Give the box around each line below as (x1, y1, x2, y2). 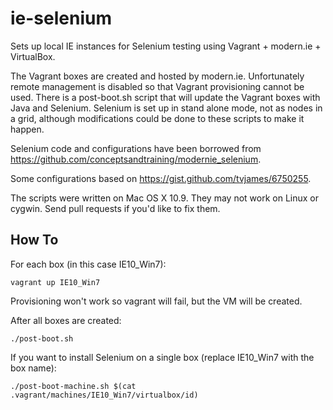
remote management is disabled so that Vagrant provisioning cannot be (10, 80, 305, 92)
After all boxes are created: (10, 314, 122, 326)
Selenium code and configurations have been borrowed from (10, 142, 262, 154)
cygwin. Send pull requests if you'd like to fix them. (10, 202, 221, 214)
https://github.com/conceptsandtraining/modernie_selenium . (10, 153, 262, 165)
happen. (10, 123, 45, 135)
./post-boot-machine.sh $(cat (10, 381, 137, 391)
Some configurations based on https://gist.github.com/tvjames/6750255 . (10, 172, 312, 184)
